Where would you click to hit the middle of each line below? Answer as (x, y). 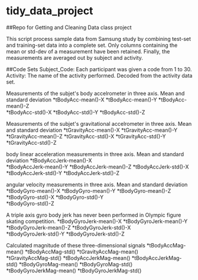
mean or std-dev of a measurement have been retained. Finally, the (88, 51)
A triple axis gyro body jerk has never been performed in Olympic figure (94, 215)
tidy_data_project (50, 11)
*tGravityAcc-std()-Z (31, 142)
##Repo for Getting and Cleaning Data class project (69, 27)
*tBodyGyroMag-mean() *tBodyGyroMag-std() (76, 264)
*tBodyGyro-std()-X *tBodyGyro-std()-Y (55, 197)
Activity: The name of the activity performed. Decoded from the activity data (99, 75)
